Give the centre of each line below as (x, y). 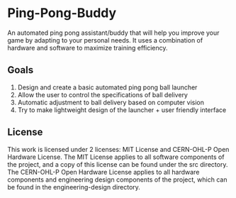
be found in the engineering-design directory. (74, 187)
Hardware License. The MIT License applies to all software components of (116, 157)
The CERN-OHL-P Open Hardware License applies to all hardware (103, 172)
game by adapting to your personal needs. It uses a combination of (105, 40)
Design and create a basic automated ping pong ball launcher (107, 87)
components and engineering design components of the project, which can (117, 180)
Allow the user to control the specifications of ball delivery (102, 94)
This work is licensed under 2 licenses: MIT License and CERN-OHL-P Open (118, 149)
